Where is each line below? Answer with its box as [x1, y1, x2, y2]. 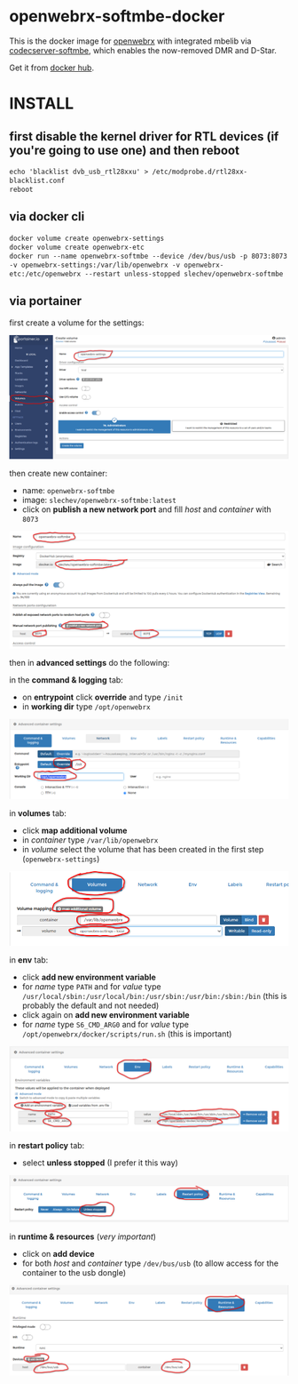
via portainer [9, 293, 82, 308]
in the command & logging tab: [9, 674, 124, 685]
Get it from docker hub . [9, 62, 95, 73]
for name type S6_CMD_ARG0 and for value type [21, 1020, 189, 1030]
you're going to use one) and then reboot [9, 142, 239, 157]
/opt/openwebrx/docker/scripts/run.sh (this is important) [21, 1028, 232, 1039]
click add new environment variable [21, 972, 157, 983]
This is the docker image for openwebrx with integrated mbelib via [9, 36, 252, 46]
